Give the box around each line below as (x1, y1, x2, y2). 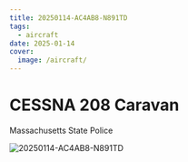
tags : (9, 22, 30, 31)
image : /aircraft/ (17, 56, 88, 65)
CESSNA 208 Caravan (9, 95, 180, 116)
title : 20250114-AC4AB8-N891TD (9, 13, 128, 23)
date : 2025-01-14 (9, 38, 75, 48)
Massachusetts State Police (9, 125, 114, 136)
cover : (9, 47, 35, 56)
